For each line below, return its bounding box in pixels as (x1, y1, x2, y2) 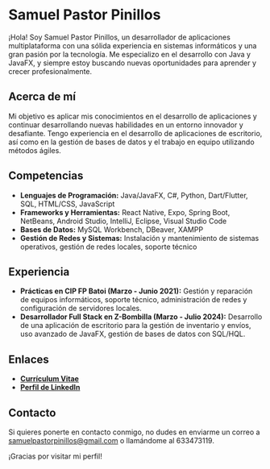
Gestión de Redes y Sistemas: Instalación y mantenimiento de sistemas (19, 233, 260, 243)
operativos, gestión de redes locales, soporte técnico (19, 242, 197, 251)
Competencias (8, 169, 84, 183)
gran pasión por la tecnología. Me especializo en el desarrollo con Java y (8, 49, 251, 59)
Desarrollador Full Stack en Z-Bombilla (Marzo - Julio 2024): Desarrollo (19, 312, 263, 322)
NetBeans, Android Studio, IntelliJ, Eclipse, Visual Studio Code (19, 216, 227, 226)
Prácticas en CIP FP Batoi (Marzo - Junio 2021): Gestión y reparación (19, 286, 253, 296)
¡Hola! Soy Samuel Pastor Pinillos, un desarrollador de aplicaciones (8, 32, 231, 42)
